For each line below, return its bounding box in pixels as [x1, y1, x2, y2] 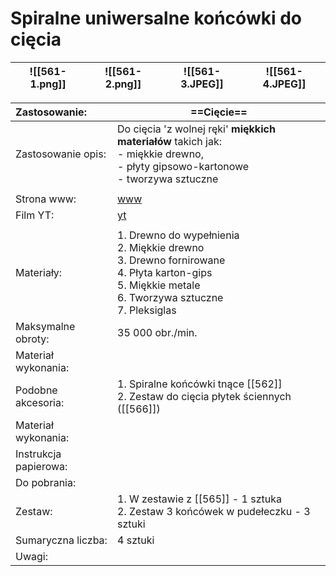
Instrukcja [15, 447, 62, 461]
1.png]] [29, 77, 67, 91]
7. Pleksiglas [117, 303, 177, 317]
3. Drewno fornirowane [117, 253, 226, 267]
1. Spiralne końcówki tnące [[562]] [117, 377, 283, 391]
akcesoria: [15, 395, 65, 409]
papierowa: [15, 459, 68, 473]
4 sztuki [117, 533, 155, 547]
